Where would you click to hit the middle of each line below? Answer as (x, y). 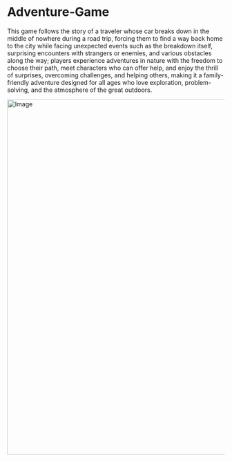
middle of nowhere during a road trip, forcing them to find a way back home (115, 38)
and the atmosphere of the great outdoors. (91, 90)
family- (213, 75)
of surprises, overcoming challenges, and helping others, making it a (105, 75)
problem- (198, 82)
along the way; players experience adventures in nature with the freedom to (115, 60)
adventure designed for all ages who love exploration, (107, 82)
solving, (18, 90)
